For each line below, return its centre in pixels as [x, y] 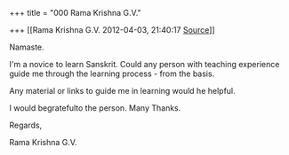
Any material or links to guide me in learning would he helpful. [122, 91]
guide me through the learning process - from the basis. [112, 74]
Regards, [26, 125]
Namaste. [27, 47]
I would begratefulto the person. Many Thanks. [95, 108]
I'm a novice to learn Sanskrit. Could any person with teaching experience [144, 64]
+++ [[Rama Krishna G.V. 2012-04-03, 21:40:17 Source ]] [112, 30]
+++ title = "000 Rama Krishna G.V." [75, 13]
